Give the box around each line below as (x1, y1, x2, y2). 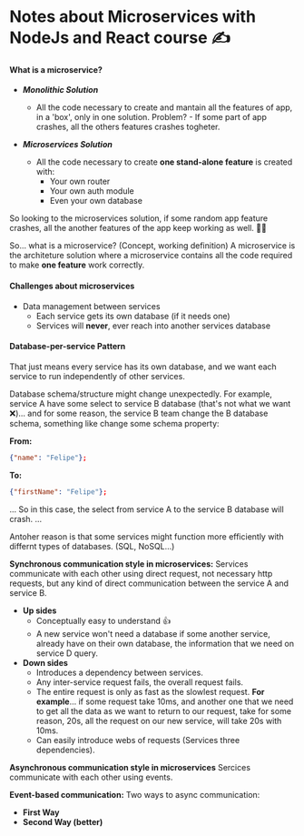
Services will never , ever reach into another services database (35, 320, 270, 331)
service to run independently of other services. (9, 370, 186, 381)
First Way (22, 807, 60, 818)
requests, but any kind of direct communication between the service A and (9, 578, 289, 589)
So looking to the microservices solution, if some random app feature (9, 213, 269, 224)
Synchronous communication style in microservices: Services (9, 558, 249, 569)
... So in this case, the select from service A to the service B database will (9, 503, 284, 515)
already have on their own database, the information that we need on (35, 638, 295, 649)
